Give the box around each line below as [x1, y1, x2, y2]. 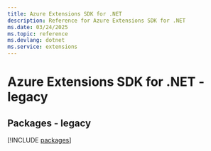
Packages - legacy [7, 117, 91, 129]
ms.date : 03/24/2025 [7, 23, 69, 30]
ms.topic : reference [7, 30, 69, 38]
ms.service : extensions [7, 43, 78, 50]
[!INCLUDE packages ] [7, 136, 72, 144]
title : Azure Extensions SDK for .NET [7, 10, 122, 18]
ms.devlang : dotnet [7, 37, 65, 44]
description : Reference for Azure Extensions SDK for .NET [7, 17, 186, 24]
